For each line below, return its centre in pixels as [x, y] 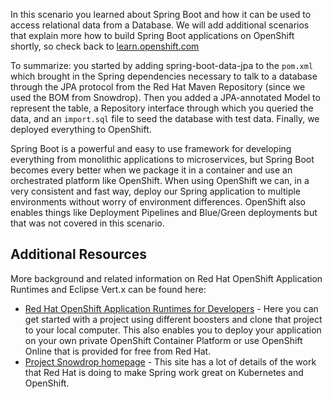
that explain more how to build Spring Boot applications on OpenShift [152, 35]
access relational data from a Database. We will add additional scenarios [160, 25]
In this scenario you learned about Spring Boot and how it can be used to [161, 14]
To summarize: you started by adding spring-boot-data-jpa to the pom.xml [162, 65]
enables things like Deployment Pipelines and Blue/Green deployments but [164, 212]
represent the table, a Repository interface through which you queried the [162, 108]
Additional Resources [78, 254]
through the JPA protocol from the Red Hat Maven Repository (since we [158, 87]
